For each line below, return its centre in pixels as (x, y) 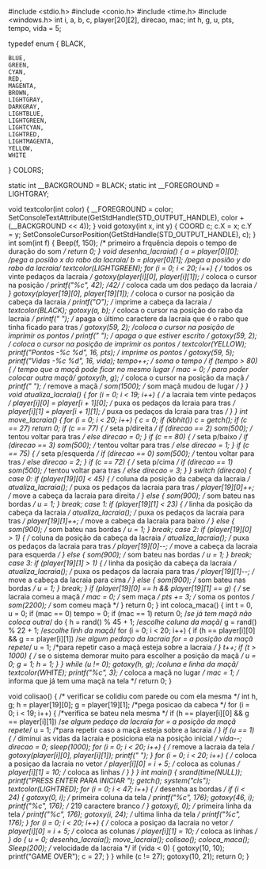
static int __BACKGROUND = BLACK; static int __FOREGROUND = (114, 185)
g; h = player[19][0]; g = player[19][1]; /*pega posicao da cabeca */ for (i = (129, 704)
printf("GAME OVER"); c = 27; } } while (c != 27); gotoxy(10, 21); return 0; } (129, 856)
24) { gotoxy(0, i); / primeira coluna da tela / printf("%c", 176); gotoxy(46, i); (131, 797)
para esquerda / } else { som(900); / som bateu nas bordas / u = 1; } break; (130, 555)
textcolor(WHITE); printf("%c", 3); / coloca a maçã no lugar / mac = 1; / (124, 672)
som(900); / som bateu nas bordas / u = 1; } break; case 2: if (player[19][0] (130, 529)
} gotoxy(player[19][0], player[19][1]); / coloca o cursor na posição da (122, 293)
